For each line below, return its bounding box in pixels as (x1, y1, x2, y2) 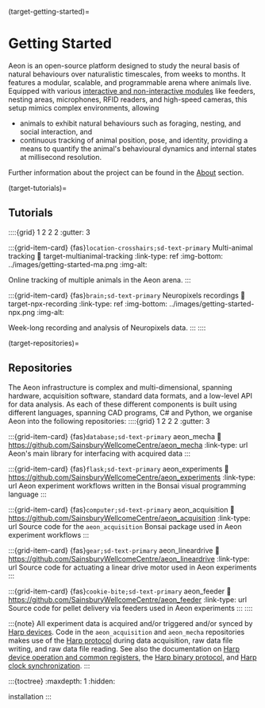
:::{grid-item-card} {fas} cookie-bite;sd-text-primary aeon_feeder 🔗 (8, 586, 232, 596)
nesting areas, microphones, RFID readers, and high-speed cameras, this (8, 95, 248, 104)
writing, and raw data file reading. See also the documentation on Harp (8, 644, 240, 653)
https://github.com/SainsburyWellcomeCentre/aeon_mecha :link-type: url (8, 440, 248, 449)
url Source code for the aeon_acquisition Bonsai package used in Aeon (8, 521, 242, 531)
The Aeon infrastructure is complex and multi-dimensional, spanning (8, 382, 232, 392)
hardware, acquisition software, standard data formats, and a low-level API (8, 391, 252, 400)
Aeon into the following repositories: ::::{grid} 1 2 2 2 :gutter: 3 (8, 416, 210, 426)
